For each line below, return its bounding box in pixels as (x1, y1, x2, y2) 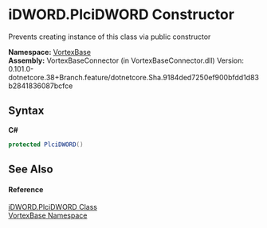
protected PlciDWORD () (8, 141, 84, 149)
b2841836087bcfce (8, 81, 73, 91)
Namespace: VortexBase (8, 47, 92, 56)
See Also (8, 163, 53, 176)
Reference (8, 184, 44, 194)
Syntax (8, 104, 45, 118)
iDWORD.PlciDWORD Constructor (8, 6, 235, 24)
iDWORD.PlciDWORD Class (8, 203, 98, 212)
